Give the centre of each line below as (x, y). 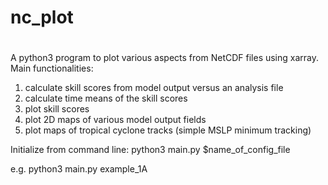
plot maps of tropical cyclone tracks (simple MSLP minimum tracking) (168, 130)
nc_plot (42, 17)
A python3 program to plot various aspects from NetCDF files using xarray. (165, 58)
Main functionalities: (52, 68)
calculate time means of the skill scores (106, 98)
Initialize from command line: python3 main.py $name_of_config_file (150, 150)
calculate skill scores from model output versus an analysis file (154, 88)
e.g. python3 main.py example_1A (79, 169)
